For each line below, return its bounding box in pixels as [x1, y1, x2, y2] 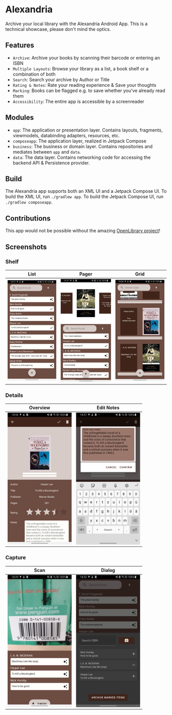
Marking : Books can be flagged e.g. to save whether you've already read [12, 87, 165, 94]
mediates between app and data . [12, 149, 81, 155]
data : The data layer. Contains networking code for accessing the [12, 154, 151, 160]
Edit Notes [96, 405, 120, 411]
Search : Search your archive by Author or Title [12, 76, 110, 83]
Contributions [5, 214, 51, 223]
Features [5, 41, 34, 50]
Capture [5, 554, 27, 561]
